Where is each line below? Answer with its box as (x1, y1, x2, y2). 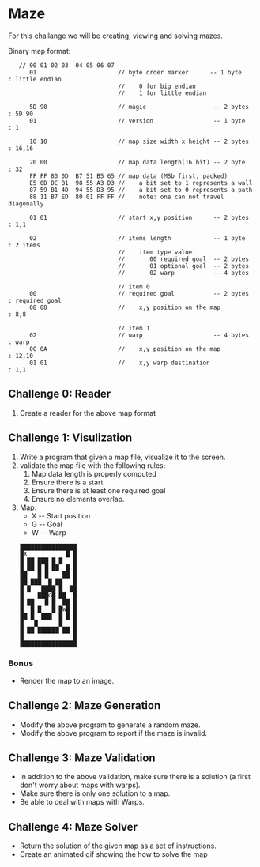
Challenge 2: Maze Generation (8, 699, 161, 712)
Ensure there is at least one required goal (31, 485, 166, 495)
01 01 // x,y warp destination (28, 359, 211, 367)
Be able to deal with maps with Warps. (19, 797, 145, 807)
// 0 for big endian (117, 82, 196, 90)
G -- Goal (31, 519, 63, 529)
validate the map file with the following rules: (19, 460, 166, 470)
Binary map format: (8, 46, 71, 55)
